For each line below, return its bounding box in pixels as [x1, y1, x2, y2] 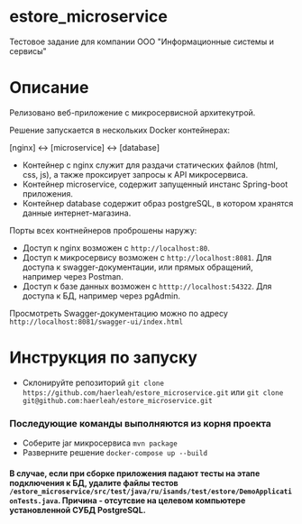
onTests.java [9, 496, 59, 506]
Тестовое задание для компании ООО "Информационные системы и [9, 36, 275, 47]
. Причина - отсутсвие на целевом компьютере [57, 494, 246, 506]
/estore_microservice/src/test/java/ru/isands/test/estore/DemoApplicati [9, 487, 293, 496]
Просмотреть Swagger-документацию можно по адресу [9, 308, 228, 318]
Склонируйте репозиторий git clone [22, 377, 165, 388]
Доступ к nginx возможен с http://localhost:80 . [22, 242, 210, 253]
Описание [9, 78, 89, 98]
